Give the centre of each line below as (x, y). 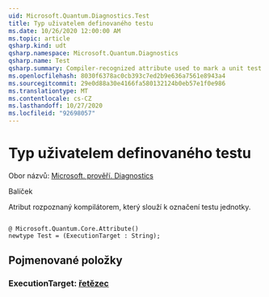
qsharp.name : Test (39, 61)
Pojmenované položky (65, 260)
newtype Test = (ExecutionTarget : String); (84, 236)
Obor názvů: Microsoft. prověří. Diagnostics (81, 175)
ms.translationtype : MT (48, 91)
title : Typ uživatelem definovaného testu (81, 23)
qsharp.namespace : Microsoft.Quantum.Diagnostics (94, 53)
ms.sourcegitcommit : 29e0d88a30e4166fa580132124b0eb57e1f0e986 (117, 83)
